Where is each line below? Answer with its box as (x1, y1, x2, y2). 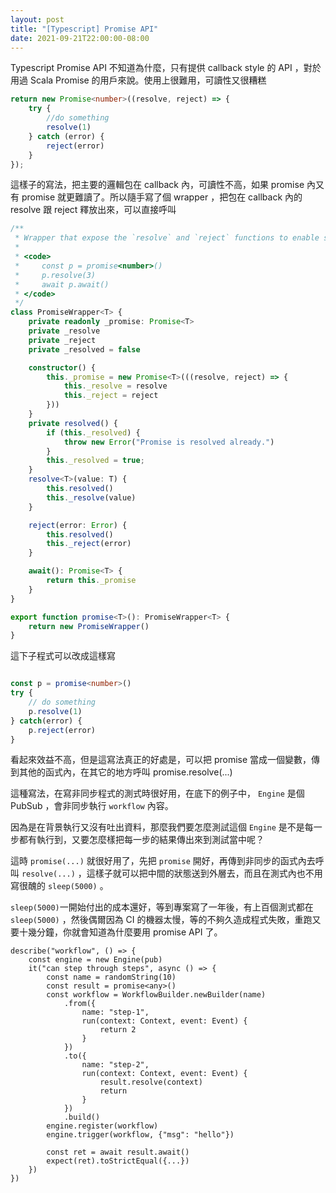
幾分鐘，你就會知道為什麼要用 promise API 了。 (27, 926, 223, 938)
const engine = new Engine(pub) (28, 955, 163, 965)
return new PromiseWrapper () (28, 621, 150, 631)
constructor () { (28, 362, 97, 373)
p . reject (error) (28, 725, 97, 735)
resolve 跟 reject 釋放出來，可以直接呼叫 (10, 204, 177, 216)
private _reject (28, 335, 97, 345)
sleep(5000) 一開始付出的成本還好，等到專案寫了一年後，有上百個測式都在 (10, 901, 314, 913)
